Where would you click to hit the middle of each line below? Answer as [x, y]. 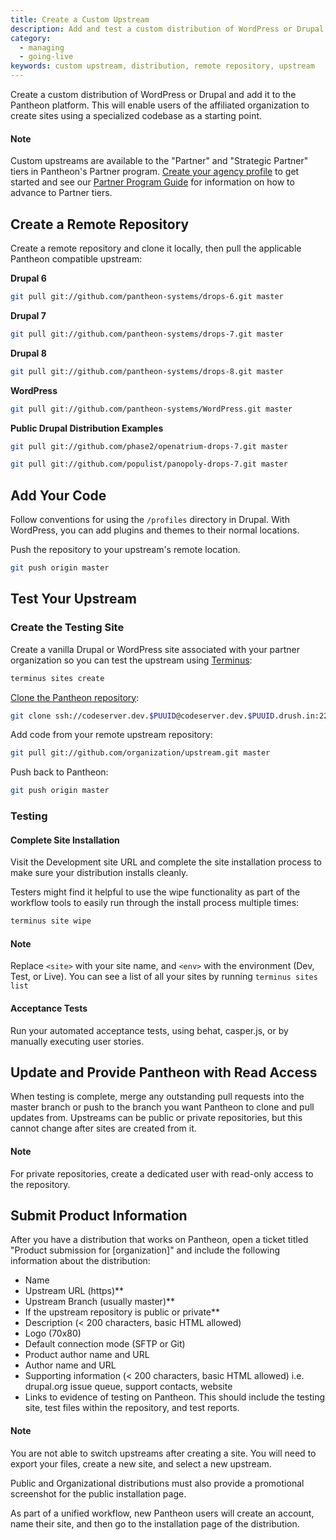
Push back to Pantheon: [59, 772]
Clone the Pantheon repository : [75, 697]
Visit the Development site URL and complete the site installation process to [166, 862]
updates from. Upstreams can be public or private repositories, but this [156, 1118]
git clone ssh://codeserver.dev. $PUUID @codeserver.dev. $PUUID [142, 716]
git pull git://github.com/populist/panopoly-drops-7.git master [149, 464]
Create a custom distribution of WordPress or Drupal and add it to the [153, 94]
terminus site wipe [51, 921]
